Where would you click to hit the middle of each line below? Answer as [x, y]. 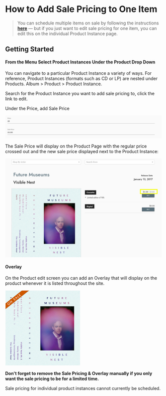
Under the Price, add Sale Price [37, 108]
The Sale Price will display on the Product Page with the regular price [76, 146]
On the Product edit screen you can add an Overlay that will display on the [81, 278]
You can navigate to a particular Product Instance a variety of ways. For [79, 73]
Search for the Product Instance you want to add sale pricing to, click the [80, 93]
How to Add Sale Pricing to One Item [81, 9]
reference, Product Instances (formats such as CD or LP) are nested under [82, 78]
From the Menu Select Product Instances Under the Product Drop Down [80, 62]
